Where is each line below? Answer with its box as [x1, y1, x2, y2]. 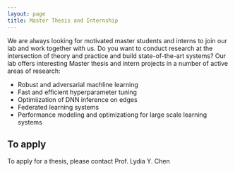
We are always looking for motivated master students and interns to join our [7, 36, 228, 45]
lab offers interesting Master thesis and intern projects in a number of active [7, 59, 228, 67]
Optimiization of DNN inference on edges [17, 95, 138, 103]
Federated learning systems [17, 103, 100, 111]
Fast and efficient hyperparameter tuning [17, 88, 138, 96]
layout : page [7, 10, 46, 18]
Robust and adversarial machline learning [17, 80, 139, 88]
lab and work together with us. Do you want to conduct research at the [7, 44, 213, 52]
